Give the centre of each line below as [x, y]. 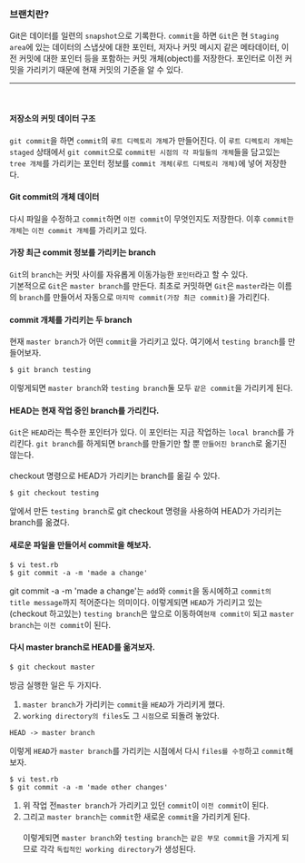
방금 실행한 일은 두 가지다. [55, 685]
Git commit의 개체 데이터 [54, 197]
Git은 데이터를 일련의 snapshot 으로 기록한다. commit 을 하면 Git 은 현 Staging [144, 36]
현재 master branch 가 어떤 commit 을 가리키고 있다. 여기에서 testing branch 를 [148, 341]
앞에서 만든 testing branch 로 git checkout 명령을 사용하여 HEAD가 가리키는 [146, 511]
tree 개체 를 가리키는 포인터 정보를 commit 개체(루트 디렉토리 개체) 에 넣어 [136, 163]
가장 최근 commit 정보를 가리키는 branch [83, 252]
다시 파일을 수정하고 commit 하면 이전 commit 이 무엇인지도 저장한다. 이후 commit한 [152, 219]
